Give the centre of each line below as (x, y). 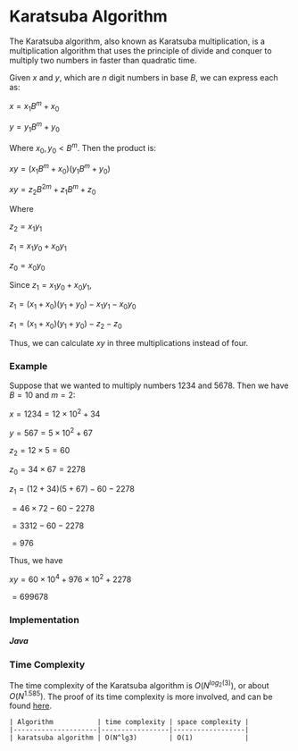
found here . (30, 706)
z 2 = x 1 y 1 (26, 227)
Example (29, 366)
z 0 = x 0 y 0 (27, 266)
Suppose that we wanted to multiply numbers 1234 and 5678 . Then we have (149, 385)
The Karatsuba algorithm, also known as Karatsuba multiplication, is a (137, 41)
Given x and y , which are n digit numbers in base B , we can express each (144, 77)
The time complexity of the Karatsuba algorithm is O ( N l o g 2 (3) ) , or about (139, 684)
